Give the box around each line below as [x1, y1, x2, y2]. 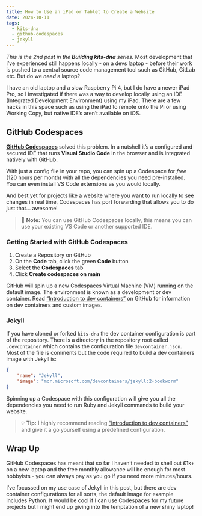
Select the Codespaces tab [14, 264, 84, 271]
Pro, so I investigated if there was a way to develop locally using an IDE [6, 91, 182, 97]
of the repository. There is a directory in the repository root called [6, 336, 168, 343]
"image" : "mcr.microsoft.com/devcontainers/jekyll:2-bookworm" [17, 378, 179, 385]
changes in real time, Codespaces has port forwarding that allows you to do [6, 198, 194, 205]
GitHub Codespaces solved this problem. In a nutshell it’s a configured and [6, 143, 193, 150]
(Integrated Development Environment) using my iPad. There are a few [6, 97, 181, 104]
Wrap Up [6, 443, 40, 454]
